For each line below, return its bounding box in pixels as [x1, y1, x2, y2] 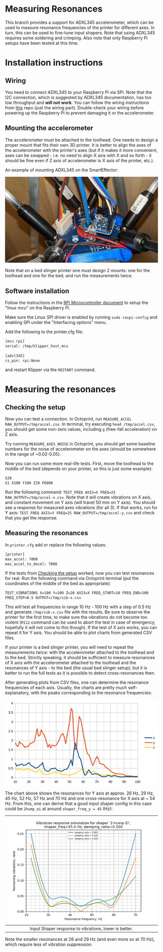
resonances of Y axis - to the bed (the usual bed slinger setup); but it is [5, 664, 147, 671]
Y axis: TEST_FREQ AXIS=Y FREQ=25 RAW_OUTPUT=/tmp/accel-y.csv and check [5, 510, 155, 516]
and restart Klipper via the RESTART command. [5, 367, 96, 373]
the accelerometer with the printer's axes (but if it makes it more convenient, [5, 147, 158, 153]
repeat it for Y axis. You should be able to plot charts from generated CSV [5, 629, 152, 635]
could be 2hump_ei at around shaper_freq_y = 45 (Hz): [5, 806, 113, 812]
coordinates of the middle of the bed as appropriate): [5, 580, 111, 586]
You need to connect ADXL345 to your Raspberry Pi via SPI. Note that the [5, 89, 152, 95]
